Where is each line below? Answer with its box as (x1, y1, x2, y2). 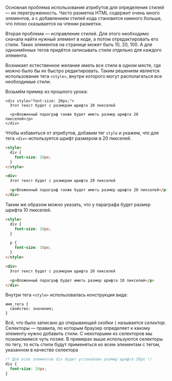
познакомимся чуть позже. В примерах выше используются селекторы (5, 336, 163, 342)
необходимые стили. (5, 79, 51, 84)
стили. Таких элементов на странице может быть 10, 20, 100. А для (5, 41, 153, 48)
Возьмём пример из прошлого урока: (5, 89, 88, 94)
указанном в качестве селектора (5, 347, 78, 353)
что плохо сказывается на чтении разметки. (5, 20, 102, 27)
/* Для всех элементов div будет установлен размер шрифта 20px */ (5, 357, 153, 362)
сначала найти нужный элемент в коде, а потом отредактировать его (5, 36, 159, 42)
